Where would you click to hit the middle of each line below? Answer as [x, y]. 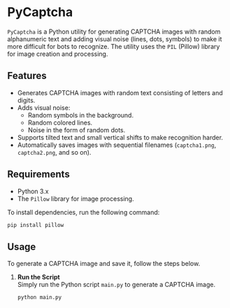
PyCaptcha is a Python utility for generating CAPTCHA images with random [114, 31]
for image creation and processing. [58, 54]
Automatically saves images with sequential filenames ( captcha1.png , [117, 145]
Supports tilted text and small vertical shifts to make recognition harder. [120, 137]
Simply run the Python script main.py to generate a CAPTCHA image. [116, 285]
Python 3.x [33, 191]
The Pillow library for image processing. [76, 198]
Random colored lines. [60, 122]
